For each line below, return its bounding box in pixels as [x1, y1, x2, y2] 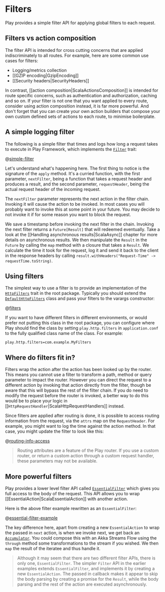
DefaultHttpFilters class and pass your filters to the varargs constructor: [5, 296, 155, 301]
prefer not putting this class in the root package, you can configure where [5, 320, 155, 326]
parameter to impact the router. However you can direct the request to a [5, 377, 151, 383]
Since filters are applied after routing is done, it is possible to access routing [5, 413, 160, 419]
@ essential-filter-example [5, 515, 58, 521]
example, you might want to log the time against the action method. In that [5, 423, 156, 429]
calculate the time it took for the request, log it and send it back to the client [5, 247, 159, 253]
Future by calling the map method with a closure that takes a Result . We [5, 242, 149, 248]
